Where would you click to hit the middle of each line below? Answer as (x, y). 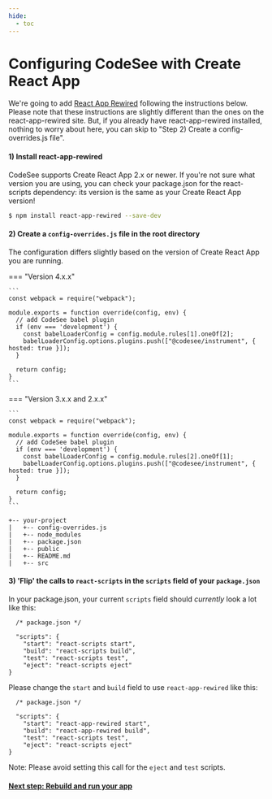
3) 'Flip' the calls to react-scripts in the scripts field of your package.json (134, 581)
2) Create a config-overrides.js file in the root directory (104, 234)
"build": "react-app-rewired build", (87, 731)
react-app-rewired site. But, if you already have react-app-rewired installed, (135, 121)
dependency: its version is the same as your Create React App (137, 192)
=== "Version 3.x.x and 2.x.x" (58, 398)
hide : (17, 16)
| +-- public (34, 549)
